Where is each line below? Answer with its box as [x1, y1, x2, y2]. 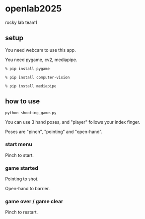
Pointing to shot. [5, 176, 39, 182]
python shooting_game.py [5, 110, 57, 115]
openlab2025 [5, 3, 62, 14]
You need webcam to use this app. [5, 47, 76, 53]
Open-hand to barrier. [5, 186, 50, 192]
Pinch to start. [5, 152, 34, 158]
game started [5, 164, 38, 171]
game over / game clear [5, 198, 64, 205]
